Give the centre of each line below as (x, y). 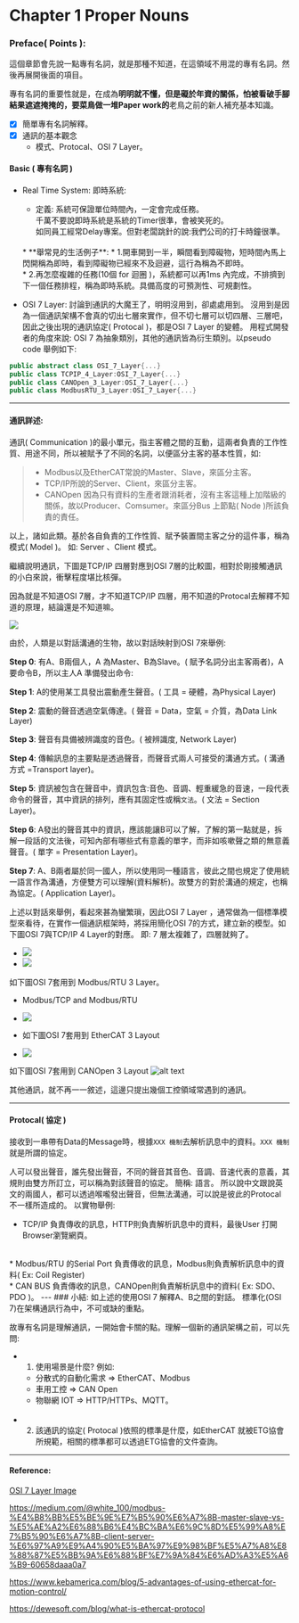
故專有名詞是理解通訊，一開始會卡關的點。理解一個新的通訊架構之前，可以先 (149, 1327)
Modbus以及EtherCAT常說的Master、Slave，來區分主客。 (150, 472)
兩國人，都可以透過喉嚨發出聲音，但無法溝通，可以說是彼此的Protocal (153, 1194)
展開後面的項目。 (56, 75)
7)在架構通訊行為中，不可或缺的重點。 (79, 1308)
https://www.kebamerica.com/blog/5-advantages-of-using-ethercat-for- (143, 1582)
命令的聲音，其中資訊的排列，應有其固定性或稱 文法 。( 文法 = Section (134, 799)
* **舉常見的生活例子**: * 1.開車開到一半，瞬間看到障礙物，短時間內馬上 (154, 251)
